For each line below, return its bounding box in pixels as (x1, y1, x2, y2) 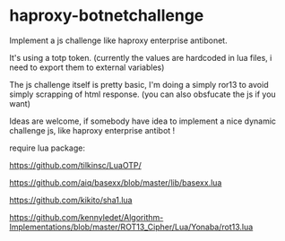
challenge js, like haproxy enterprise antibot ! (9, 125, 176, 135)
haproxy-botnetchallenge (9, 5, 204, 26)
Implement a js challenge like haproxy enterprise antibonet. (9, 35, 228, 46)
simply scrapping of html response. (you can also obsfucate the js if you (9, 89, 276, 99)
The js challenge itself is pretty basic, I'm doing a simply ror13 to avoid (9, 79, 269, 90)
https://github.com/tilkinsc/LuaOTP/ (9, 159, 142, 170)
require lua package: (9, 142, 85, 153)
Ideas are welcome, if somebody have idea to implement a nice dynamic (9, 116, 276, 126)
